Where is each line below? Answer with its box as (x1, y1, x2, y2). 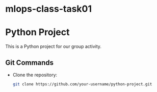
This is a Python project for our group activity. (5, 43, 102, 50)
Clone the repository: (12, 72, 58, 78)
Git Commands (5, 58, 54, 67)
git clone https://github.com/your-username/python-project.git (12, 81, 152, 87)
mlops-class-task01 (5, 3, 92, 15)
